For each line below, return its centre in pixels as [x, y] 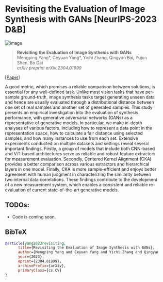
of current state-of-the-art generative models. [73, 190]
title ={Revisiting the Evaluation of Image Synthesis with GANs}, [86, 248]
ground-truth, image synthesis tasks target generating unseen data [88, 97]
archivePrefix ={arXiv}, [42, 265]
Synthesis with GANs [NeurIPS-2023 [81, 19]
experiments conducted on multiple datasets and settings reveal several [77, 143]
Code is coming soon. [34, 216]
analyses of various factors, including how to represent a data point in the [79, 128]
